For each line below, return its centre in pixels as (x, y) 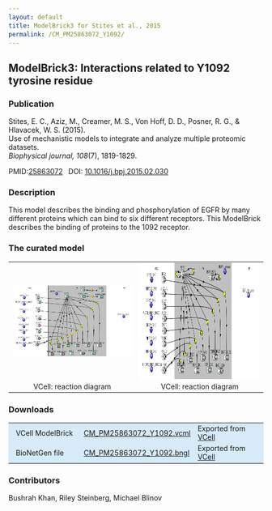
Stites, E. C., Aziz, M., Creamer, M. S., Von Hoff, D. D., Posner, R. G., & (124, 121)
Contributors (34, 480)
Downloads (31, 410)
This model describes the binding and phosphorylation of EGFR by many (130, 210)
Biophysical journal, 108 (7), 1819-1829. (73, 156)
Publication (31, 104)
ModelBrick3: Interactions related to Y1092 (119, 68)
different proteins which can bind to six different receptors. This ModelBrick (135, 219)
